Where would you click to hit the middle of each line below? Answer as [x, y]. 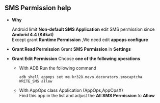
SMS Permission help [38, 8]
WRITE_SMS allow [36, 81]
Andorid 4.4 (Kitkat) [33, 34]
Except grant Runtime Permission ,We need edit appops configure [80, 40]
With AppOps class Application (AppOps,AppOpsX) [71, 90]
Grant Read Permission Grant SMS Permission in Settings [71, 49]
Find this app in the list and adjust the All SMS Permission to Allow [87, 95]
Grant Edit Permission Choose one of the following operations [76, 59]
